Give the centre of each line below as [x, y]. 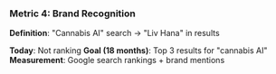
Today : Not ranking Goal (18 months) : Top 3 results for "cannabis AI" [138, 51]
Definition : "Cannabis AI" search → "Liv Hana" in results [114, 33]
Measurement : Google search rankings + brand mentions [117, 60]
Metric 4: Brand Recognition [72, 14]
